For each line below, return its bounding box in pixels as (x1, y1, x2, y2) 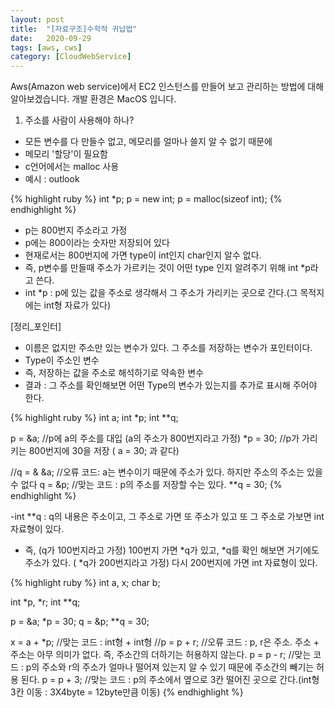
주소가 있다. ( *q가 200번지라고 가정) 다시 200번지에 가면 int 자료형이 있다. (24, 557, 318, 569)
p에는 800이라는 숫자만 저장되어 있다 (24, 237, 170, 249)
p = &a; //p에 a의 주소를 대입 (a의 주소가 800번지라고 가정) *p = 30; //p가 (10, 432, 300, 445)
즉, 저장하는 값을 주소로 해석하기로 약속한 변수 (24, 367, 205, 379)
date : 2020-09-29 (10, 33, 92, 43)
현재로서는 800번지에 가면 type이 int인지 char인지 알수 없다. (24, 249, 262, 261)
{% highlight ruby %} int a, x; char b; (10, 577, 161, 589)
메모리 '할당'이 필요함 (24, 148, 108, 160)
